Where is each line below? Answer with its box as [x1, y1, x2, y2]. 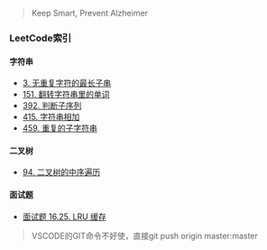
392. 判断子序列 [22, 100, 82, 111]
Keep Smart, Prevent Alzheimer [31, 8, 149, 18]
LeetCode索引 [9, 32, 72, 44]
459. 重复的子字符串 [22, 123, 97, 134]
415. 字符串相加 [22, 112, 80, 123]
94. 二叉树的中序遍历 [22, 167, 101, 178]
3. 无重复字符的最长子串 [22, 78, 112, 88]
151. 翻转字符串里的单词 [22, 89, 110, 100]
